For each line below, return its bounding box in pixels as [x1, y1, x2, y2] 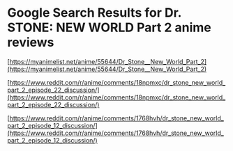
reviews [7, 35, 54, 50]
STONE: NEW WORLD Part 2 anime [7, 19, 211, 35]
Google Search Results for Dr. [7, 5, 182, 21]
